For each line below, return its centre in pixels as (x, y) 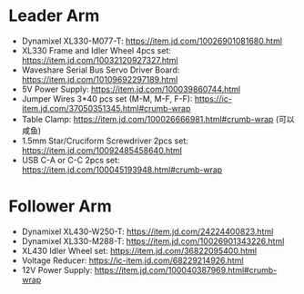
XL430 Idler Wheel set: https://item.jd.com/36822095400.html (139, 250)
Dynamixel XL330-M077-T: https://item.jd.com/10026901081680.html (152, 41)
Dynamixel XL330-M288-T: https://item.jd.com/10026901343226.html (153, 240)
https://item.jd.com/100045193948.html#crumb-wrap (122, 170)
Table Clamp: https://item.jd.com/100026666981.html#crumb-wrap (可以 (158, 119)
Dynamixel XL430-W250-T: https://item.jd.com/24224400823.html (147, 231)
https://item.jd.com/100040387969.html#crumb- (186, 269)
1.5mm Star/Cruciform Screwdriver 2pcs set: (105, 141)
